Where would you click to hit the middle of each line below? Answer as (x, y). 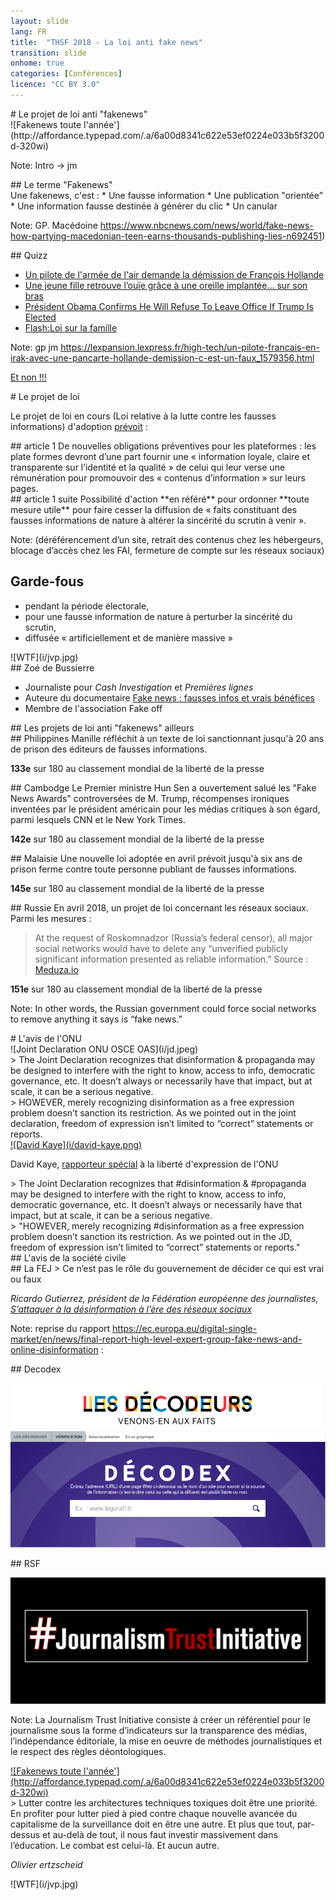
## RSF (25, 1563)
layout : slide (40, 21)
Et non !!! (28, 377)
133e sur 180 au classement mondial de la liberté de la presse (137, 768)
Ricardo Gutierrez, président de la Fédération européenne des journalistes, (164, 1298)
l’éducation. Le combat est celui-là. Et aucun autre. (115, 1846)
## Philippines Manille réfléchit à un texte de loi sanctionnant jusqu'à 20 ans (167, 738)
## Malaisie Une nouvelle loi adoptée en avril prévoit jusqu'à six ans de (156, 858)
